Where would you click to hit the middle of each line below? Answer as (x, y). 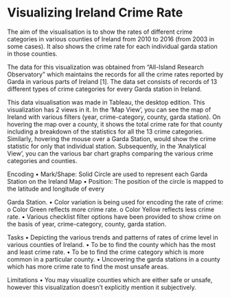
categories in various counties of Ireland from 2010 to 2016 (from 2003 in (111, 39)
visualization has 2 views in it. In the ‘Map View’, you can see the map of (109, 109)
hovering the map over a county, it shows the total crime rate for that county (115, 124)
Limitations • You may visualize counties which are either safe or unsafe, (110, 279)
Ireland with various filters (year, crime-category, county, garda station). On (114, 117)
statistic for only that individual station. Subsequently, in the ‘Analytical (107, 146)
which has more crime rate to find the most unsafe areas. (88, 266)
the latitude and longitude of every (56, 189)
